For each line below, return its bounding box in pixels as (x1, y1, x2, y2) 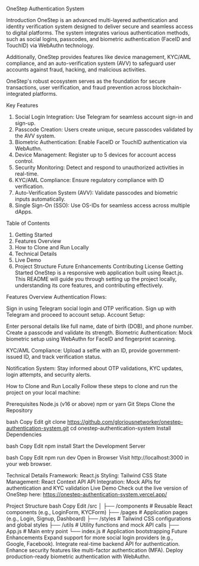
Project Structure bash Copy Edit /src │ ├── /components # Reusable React (6, 502, 193, 509)
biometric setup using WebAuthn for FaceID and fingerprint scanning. (6, 336, 176, 342)
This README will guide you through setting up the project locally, (14, 276, 177, 282)
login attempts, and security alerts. (6, 371, 91, 378)
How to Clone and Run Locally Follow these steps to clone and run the (6, 383, 178, 389)
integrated (6, 90, 31, 97)
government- (148, 347, 181, 354)
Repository (6, 407, 33, 414)
